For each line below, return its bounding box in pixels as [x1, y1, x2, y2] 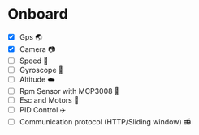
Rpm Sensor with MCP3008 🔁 [19, 86, 119, 96]
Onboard [7, 5, 68, 23]
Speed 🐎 [19, 56, 49, 65]
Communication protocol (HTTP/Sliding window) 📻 [19, 117, 192, 127]
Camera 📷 [19, 44, 56, 53]
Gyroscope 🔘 [19, 65, 64, 74]
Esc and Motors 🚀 [19, 95, 79, 105]
